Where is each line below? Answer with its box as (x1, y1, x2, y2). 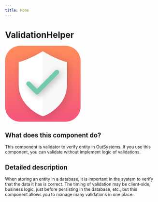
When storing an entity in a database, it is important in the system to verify (5, 176, 154, 182)
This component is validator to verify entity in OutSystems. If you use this (5, 144, 151, 150)
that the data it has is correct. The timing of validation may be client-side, (5, 181, 151, 187)
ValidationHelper (5, 29, 74, 40)
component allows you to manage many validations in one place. (5, 192, 134, 198)
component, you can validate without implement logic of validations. (5, 149, 141, 155)
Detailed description (5, 163, 68, 171)
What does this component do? (5, 131, 101, 139)
